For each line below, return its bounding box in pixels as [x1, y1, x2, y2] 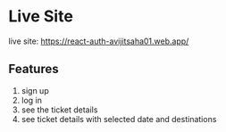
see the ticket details [21, 104, 98, 115]
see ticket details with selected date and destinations [21, 113, 217, 124]
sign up [21, 85, 50, 95]
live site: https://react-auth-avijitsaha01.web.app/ [8, 36, 189, 46]
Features [8, 62, 59, 77]
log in [21, 95, 42, 105]
